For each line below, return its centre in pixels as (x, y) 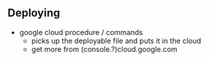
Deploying (34, 13)
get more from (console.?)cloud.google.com (104, 49)
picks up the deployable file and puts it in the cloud (116, 41)
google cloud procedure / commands (81, 32)
